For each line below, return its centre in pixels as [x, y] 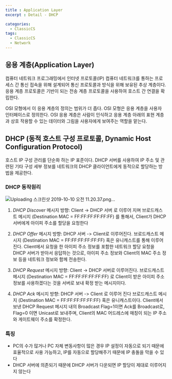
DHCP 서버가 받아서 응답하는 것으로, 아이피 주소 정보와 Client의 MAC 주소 [87, 253]
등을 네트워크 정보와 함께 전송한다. [52, 259]
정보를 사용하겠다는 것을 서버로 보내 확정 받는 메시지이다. [69, 283]
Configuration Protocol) [44, 147]
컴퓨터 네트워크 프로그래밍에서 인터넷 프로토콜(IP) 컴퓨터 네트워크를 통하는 [79, 78]
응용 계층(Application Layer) [50, 65]
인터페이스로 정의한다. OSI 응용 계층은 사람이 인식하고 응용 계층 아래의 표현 [80, 114]
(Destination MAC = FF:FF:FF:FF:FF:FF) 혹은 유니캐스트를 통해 [86, 240]
